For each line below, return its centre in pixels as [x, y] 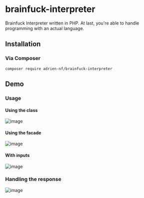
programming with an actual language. [45, 28]
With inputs [17, 155]
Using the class [22, 110]
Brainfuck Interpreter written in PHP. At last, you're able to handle [72, 23]
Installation [23, 44]
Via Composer [23, 58]
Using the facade [23, 132]
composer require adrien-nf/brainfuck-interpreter [59, 68]
